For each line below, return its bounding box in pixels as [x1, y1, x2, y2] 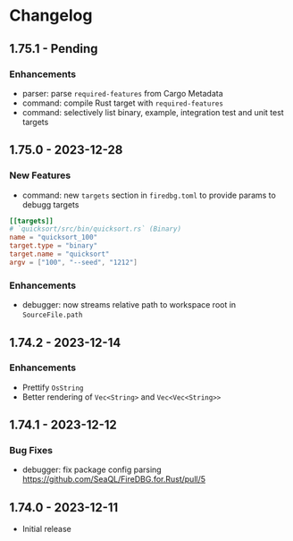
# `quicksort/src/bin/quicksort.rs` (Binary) [9, 224, 181, 233]
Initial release [21, 524, 71, 535]
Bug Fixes [9, 444, 54, 457]
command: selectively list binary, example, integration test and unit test [21, 106, 284, 117]
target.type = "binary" [9, 241, 98, 250]
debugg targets [21, 199, 80, 210]
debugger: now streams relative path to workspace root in [21, 300, 237, 310]
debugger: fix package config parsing [21, 464, 163, 475]
